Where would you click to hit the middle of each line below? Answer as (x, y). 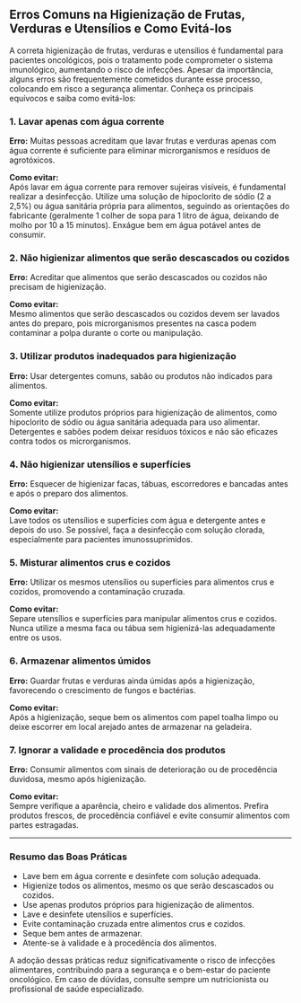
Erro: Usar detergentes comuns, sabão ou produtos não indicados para (141, 375)
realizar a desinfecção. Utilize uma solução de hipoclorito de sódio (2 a (140, 197)
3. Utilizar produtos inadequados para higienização (123, 356)
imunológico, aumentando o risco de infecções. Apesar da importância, (141, 69)
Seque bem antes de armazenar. (82, 934)
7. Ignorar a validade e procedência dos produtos (117, 750)
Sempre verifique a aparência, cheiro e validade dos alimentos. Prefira (139, 805)
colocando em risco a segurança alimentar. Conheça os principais (131, 88)
